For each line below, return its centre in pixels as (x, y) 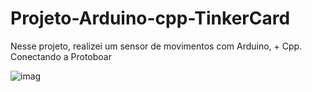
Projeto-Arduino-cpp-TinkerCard (150, 18)
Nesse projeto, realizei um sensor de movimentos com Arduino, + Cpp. (156, 46)
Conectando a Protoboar (61, 56)
